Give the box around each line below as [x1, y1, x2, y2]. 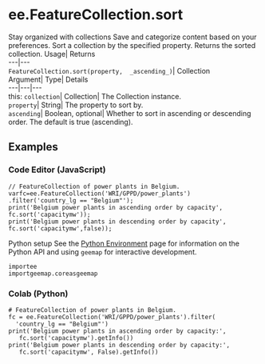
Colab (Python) [8, 288, 69, 299]
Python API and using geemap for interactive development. [8, 246, 197, 257]
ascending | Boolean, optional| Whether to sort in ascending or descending [8, 108, 251, 118]
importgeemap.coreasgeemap [8, 270, 98, 278]
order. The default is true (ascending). [8, 117, 133, 126]
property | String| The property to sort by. [8, 100, 144, 110]
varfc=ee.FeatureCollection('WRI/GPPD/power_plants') [8, 190, 192, 198]
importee [8, 262, 38, 270]
